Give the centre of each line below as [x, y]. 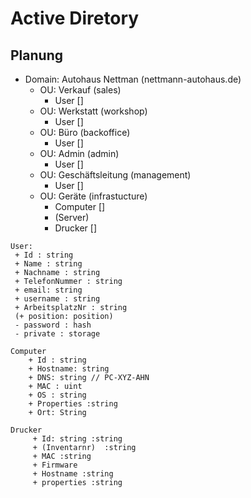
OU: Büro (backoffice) [85, 132]
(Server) [72, 217]
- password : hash [53, 325]
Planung [36, 55]
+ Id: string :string [77, 439]
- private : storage [57, 334]
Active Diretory [75, 18]
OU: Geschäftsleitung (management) [115, 175]
